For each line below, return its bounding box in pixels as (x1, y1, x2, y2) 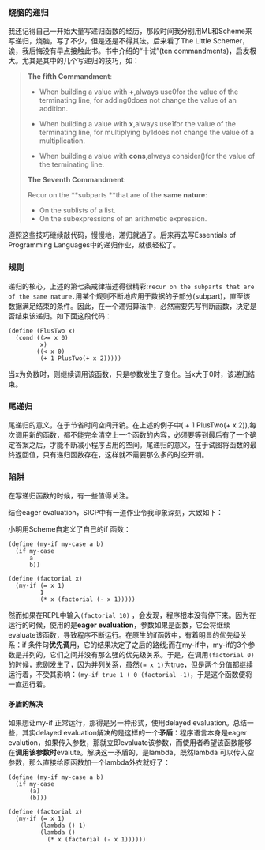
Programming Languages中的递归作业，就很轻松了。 (8, 240, 180, 250)
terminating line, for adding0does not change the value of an (39, 96, 237, 105)
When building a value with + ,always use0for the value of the (39, 87, 239, 96)
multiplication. (39, 136, 85, 145)
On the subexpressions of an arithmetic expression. (39, 214, 207, 224)
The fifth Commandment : (27, 72, 113, 81)
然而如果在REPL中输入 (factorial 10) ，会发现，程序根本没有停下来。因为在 (8, 611, 256, 620)
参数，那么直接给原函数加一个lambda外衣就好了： (8, 758, 171, 767)
